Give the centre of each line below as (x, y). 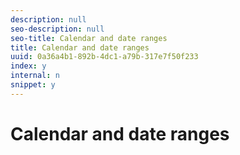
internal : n (35, 76)
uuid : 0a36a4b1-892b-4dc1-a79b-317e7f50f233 (104, 57)
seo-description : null (57, 29)
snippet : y (33, 85)
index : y (28, 66)
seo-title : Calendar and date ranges (89, 38)
